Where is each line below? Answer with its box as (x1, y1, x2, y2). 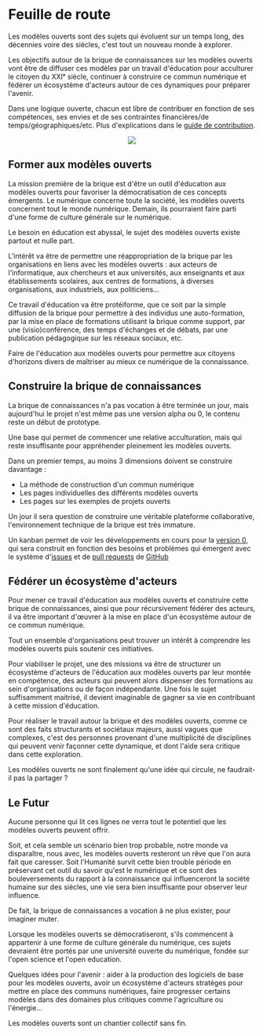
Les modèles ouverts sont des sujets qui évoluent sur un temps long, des (8, 31, 245, 41)
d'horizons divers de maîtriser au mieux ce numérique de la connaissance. (8, 356, 250, 366)
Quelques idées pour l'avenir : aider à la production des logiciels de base (8, 970, 244, 980)
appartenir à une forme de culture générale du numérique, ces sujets (8, 938, 232, 948)
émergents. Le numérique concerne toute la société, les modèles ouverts (8, 195, 245, 205)
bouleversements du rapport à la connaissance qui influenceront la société (8, 874, 250, 884)
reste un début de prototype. (8, 417, 101, 426)
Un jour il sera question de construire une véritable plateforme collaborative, (8, 511, 255, 521)
